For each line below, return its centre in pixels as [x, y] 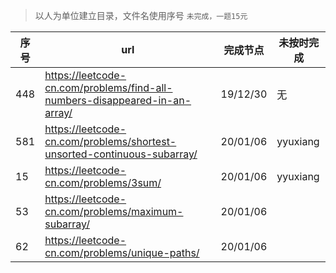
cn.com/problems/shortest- [110, 141]
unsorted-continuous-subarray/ [121, 154]
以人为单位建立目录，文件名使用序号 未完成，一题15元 [141, 15]
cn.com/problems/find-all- [108, 87]
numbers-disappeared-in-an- [118, 100]
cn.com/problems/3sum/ [103, 182]
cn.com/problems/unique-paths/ [122, 252]
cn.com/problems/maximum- [114, 211]
